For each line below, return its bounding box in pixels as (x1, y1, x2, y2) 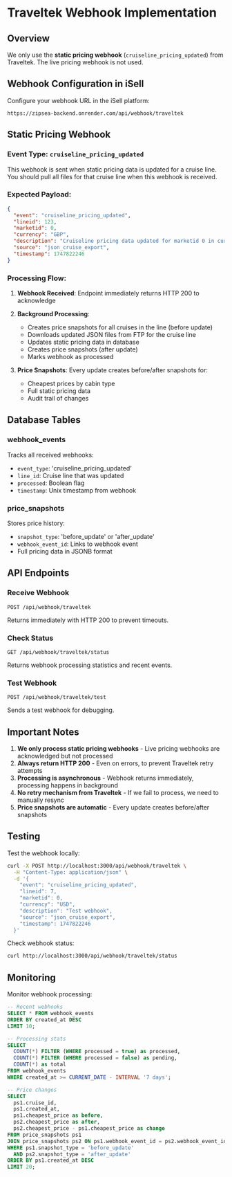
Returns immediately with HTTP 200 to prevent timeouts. (7, 616, 169, 624)
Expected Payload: (7, 190, 72, 199)
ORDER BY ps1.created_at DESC (7, 1157, 95, 1164)
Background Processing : (17, 309, 90, 318)
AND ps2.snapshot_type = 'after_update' (13, 1151, 131, 1158)
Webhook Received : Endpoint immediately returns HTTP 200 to (17, 289, 200, 297)
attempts (17, 767, 43, 775)
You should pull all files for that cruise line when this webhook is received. (7, 172, 217, 181)
